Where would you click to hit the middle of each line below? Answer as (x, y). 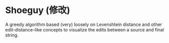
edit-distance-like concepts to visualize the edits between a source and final (84, 29)
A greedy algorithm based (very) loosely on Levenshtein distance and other (84, 24)
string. (12, 35)
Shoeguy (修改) (38, 10)
